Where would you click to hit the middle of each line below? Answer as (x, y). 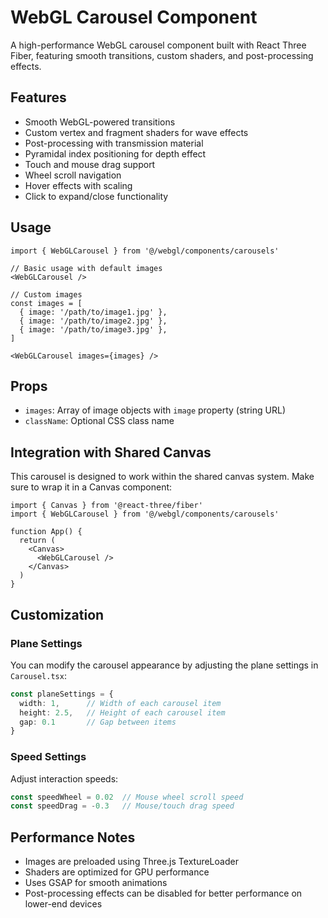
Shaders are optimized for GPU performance (117, 872)
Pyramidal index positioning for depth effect (115, 153)
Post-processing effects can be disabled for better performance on (163, 893)
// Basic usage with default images (86, 268)
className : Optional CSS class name (99, 421)
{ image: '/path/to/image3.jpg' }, (93, 329)
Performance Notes (73, 837)
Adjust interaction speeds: (64, 778)
